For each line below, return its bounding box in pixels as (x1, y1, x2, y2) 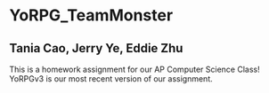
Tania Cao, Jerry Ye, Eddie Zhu (9, 41, 183, 56)
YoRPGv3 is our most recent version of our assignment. (9, 74, 213, 84)
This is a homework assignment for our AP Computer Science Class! (9, 64, 260, 74)
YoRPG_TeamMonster (9, 5, 174, 26)
